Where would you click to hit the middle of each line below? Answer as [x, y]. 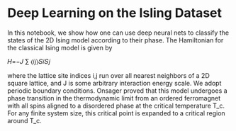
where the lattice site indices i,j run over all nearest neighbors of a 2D [109, 75]
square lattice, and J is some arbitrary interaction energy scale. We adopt [114, 83]
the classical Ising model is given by [60, 47]
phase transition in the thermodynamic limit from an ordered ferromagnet [114, 98]
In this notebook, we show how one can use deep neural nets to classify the [118, 33]
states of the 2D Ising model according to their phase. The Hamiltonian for [116, 40]
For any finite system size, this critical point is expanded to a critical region [116, 113]
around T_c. [25, 120]
